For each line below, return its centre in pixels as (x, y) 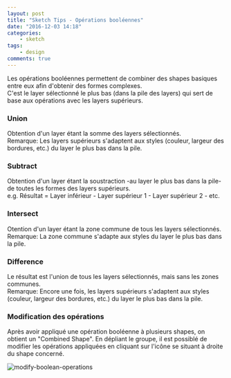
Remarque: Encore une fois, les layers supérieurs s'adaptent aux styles (108, 291)
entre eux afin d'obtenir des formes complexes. (75, 85)
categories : (24, 33)
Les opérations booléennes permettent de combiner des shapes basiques (112, 78)
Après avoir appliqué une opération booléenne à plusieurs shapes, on (106, 332)
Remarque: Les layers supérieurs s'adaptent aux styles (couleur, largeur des (116, 141)
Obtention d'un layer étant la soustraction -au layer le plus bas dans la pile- (114, 181)
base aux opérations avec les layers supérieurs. (75, 100)
